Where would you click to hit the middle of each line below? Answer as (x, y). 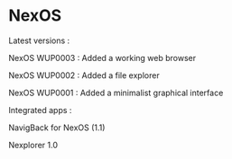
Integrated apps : (40, 110)
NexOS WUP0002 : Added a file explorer (84, 75)
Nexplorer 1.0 (33, 145)
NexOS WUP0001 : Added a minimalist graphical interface (116, 93)
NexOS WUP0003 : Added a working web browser (102, 57)
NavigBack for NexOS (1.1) (57, 128)
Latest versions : (39, 40)
